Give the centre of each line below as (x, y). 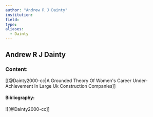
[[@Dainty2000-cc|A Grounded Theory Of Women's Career (69, 81)
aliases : (15, 29)
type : (11, 24)
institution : (19, 15)
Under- (140, 81)
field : (12, 19)
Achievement (19, 86)
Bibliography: (20, 98)
